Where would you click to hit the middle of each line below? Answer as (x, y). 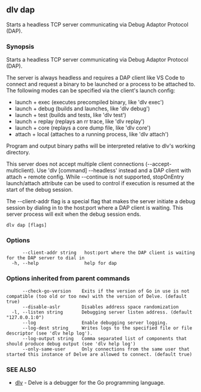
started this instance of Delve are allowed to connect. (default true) (99, 354)
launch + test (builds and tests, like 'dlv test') (70, 115)
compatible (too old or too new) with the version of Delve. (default (97, 296)
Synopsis (20, 46)
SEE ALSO (21, 369)
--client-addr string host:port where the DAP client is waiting (109, 253)
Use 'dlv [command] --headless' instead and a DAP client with (114, 171)
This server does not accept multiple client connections (75, 164)
